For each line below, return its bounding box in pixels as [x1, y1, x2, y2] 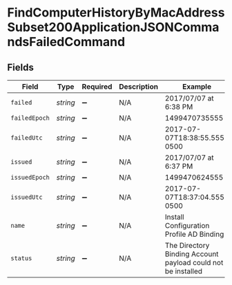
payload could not [164, 258, 224, 267]
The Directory [164, 241, 210, 250]
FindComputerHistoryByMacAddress [7, 5, 225, 21]
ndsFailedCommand [7, 34, 126, 50]
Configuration [164, 221, 210, 230]
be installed [164, 266, 202, 276]
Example [182, 82, 212, 91]
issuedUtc [10, 193, 43, 201]
